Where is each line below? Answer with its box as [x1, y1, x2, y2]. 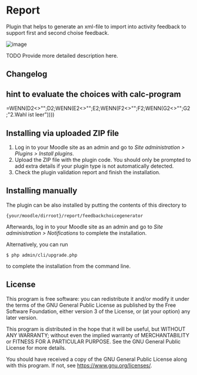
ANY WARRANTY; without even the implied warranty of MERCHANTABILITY [6, 331, 190, 339]
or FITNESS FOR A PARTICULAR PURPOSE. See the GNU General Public [6, 338, 181, 345]
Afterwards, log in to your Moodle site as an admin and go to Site [6, 223, 163, 230]
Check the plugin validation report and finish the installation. [14, 168, 161, 175]
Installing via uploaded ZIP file [6, 128, 119, 138]
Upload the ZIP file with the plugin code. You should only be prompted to [14, 156, 191, 163]
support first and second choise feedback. [6, 29, 109, 36]
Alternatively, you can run [6, 241, 69, 248]
